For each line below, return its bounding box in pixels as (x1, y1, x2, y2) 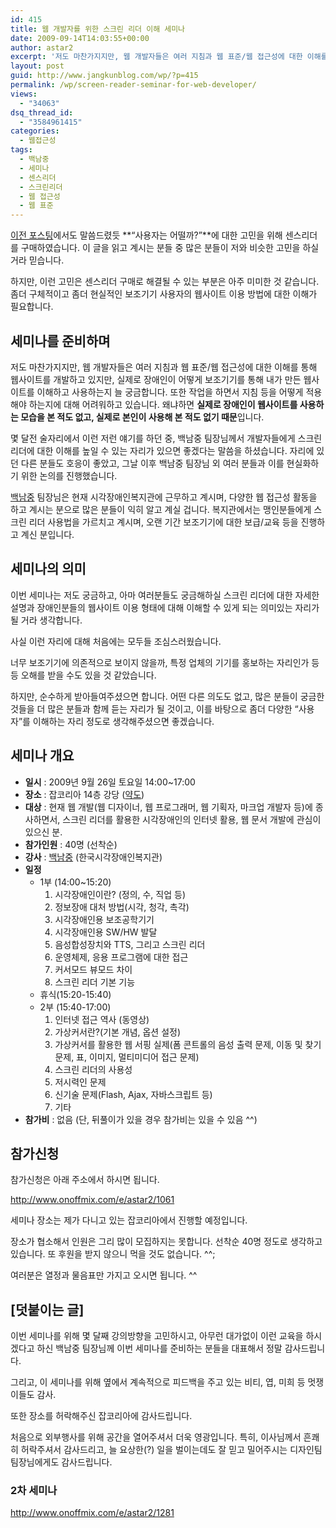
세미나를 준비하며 (10, 332, 111, 350)
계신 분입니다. (20, 528, 75, 540)
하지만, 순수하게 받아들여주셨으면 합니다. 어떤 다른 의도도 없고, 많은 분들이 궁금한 (10, 690, 325, 702)
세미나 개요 (10, 747, 75, 765)
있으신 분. (24, 826, 63, 838)
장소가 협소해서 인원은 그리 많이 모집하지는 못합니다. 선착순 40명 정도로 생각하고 (10, 1236, 323, 1248)
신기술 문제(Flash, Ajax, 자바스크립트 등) (54, 1088, 213, 1100)
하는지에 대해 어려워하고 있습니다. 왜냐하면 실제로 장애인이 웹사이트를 (28, 398, 298, 410)
